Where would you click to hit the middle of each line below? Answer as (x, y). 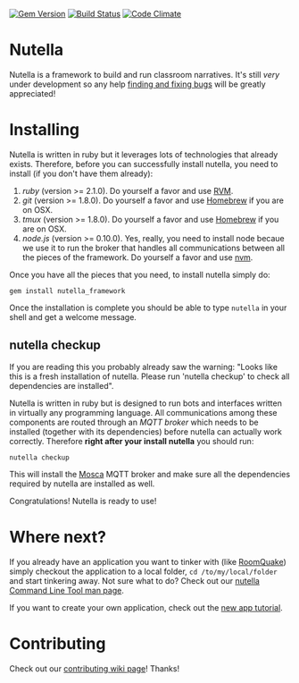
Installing (45, 130)
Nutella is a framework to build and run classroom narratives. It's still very (145, 74)
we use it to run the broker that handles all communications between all (154, 248)
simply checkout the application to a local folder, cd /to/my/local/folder (144, 571)
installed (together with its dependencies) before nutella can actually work (146, 431)
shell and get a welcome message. (73, 316)
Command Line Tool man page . (67, 590)
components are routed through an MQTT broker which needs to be (134, 422)
